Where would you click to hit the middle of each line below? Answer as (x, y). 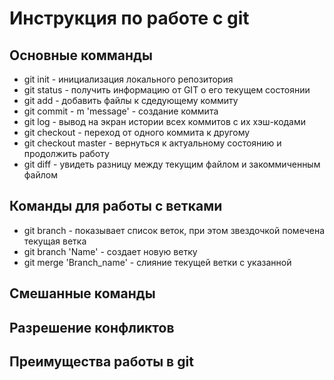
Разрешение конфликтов (92, 327)
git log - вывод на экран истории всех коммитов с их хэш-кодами (165, 121)
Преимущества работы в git (101, 361)
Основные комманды (81, 55)
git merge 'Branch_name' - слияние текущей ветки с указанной (157, 262)
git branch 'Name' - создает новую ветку (110, 251)
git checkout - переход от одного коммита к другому (137, 132)
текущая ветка (55, 241)
